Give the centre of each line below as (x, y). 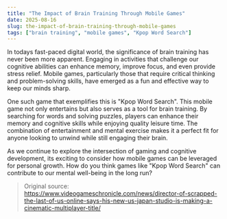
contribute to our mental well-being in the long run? (80, 173)
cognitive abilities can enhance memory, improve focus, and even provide (111, 66)
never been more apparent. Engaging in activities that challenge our (103, 60)
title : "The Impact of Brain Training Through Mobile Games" (96, 13)
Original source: (47, 186)
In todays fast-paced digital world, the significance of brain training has (108, 52)
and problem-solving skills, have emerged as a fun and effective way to (108, 81)
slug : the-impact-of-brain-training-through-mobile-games (92, 26)
